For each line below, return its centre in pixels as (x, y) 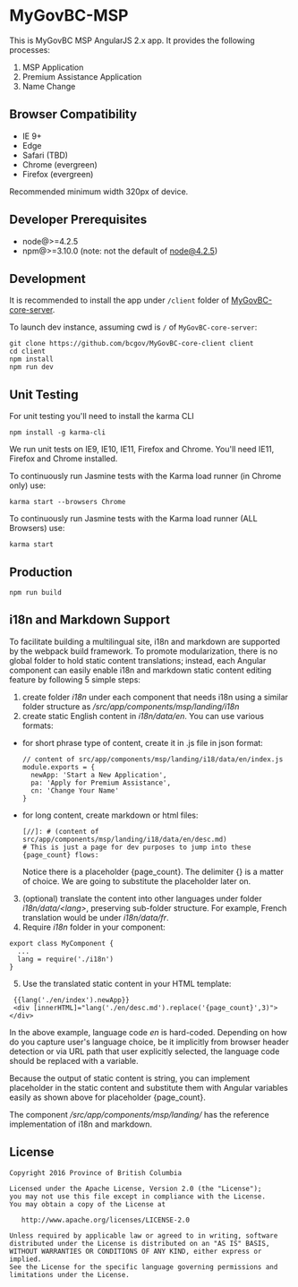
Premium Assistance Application (82, 76)
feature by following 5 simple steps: (75, 679)
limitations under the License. (69, 1274)
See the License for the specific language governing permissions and (144, 1267)
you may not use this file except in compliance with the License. (138, 1197)
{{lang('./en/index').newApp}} (71, 1000)
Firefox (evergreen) (58, 174)
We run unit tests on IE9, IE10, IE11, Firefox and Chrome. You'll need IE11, (142, 450)
